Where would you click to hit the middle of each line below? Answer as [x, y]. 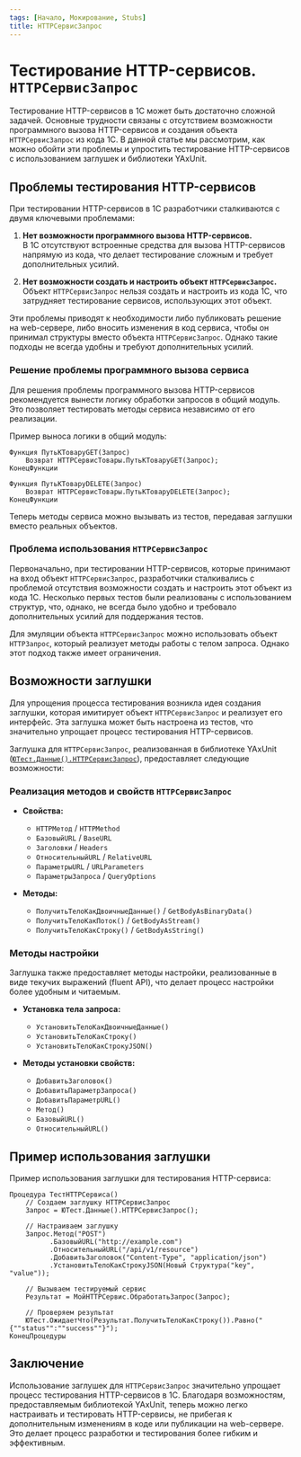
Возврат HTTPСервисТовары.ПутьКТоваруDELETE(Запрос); [128, 492]
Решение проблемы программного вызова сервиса [129, 370]
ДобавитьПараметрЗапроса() [86, 1091]
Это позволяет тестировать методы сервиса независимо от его [133, 409]
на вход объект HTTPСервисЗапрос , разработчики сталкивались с [132, 578]
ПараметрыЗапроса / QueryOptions [96, 875]
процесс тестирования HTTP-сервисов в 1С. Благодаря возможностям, [147, 1395]
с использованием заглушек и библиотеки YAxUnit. [108, 159]
